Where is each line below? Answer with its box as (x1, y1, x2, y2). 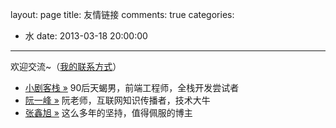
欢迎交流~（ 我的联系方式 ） (10, 61, 122, 72)
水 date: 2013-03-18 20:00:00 (24, 30, 148, 42)
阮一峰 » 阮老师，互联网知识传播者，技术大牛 (24, 94, 211, 106)
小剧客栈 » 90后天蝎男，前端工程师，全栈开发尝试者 (24, 82, 240, 93)
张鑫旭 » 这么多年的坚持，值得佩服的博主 (24, 107, 193, 118)
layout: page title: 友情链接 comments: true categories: (10, 9, 235, 20)
